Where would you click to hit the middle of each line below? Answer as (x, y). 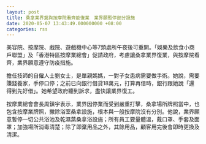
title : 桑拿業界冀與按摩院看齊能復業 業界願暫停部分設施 (71, 18)
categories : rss (27, 29)
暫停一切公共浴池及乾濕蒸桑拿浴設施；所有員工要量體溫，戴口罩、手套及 (103, 119)
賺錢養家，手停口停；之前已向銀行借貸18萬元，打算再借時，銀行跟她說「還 (101, 83)
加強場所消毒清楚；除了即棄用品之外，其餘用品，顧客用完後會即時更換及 (108, 127)
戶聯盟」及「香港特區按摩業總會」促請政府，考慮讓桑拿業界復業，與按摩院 (100, 55)
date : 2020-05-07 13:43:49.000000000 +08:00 (64, 23)
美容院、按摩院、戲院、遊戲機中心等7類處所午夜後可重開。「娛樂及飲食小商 (101, 47)
